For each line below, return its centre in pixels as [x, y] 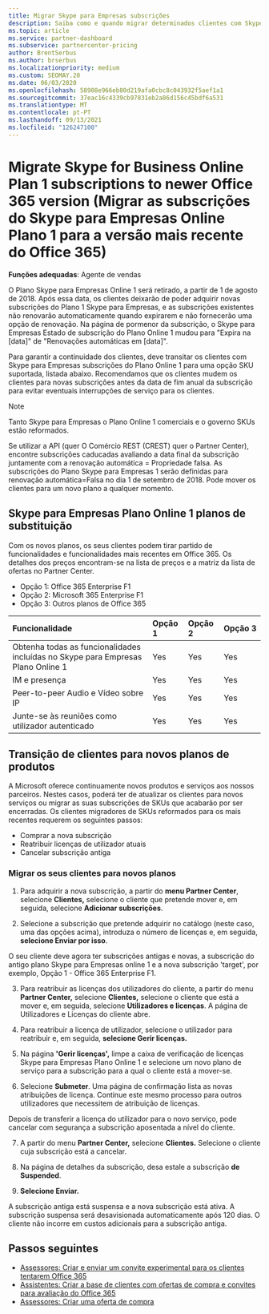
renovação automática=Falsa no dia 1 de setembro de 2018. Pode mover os [132, 480]
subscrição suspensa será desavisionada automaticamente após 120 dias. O [134, 1215]
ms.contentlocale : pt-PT [50, 113]
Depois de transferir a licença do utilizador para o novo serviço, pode [123, 1119]
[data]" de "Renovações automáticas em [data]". [88, 341]
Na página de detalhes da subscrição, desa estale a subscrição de [130, 1167]
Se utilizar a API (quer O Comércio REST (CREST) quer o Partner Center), [129, 445]
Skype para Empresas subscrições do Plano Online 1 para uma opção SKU [131, 365]
